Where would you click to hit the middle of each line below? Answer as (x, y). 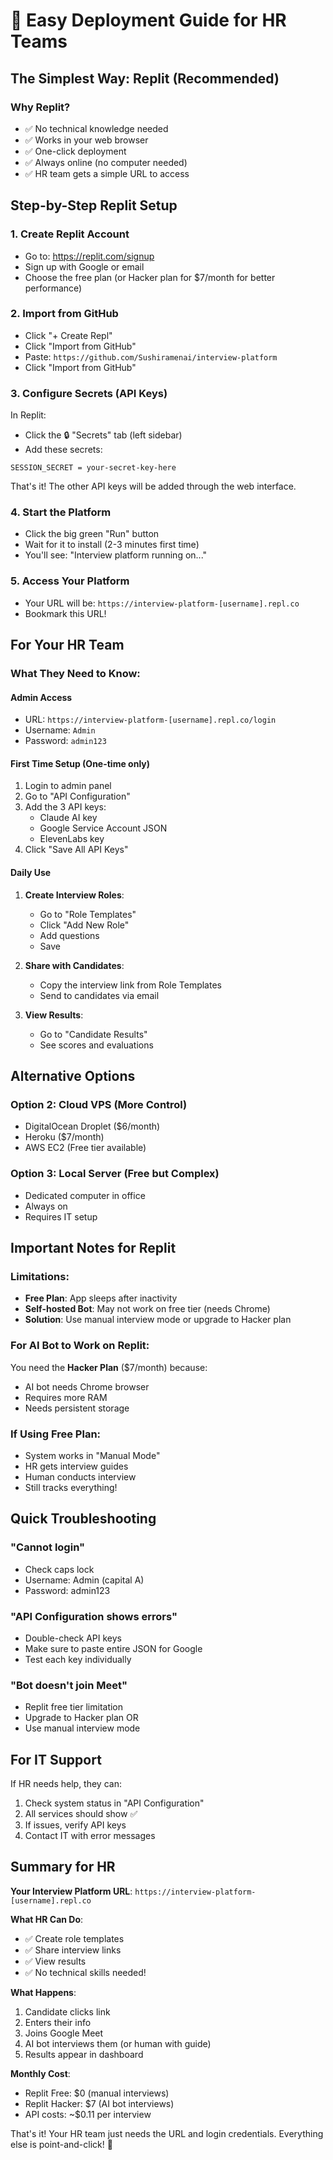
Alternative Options (73, 1076)
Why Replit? (40, 107)
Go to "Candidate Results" (93, 1034)
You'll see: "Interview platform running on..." (116, 555)
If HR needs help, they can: (66, 1784)
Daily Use (31, 873)
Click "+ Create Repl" (68, 335)
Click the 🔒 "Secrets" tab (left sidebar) (103, 435)
